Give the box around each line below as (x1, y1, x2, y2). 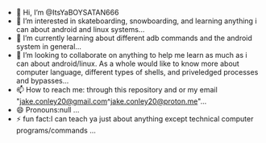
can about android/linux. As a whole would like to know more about (15, 59, 239, 68)
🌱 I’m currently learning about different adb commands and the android (15, 33, 252, 43)
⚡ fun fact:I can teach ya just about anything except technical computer (15, 114, 254, 124)
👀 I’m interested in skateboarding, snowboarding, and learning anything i (15, 16, 257, 26)
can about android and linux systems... (15, 25, 145, 34)
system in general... (15, 42, 82, 51)
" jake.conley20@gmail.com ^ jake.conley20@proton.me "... (15, 96, 207, 106)
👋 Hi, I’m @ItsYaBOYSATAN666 (15, 8, 119, 17)
